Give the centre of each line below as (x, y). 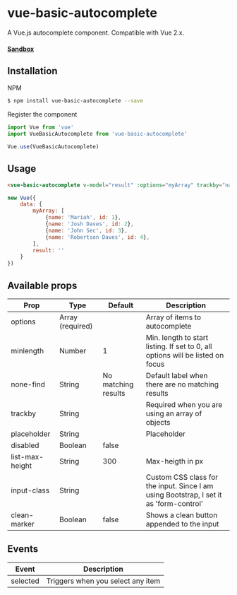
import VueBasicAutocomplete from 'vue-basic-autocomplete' (98, 134)
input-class (30, 490)
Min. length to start (177, 337)
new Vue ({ (22, 198)
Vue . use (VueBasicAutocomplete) (53, 146)
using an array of (174, 413)
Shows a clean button (182, 515)
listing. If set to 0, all (179, 346)
